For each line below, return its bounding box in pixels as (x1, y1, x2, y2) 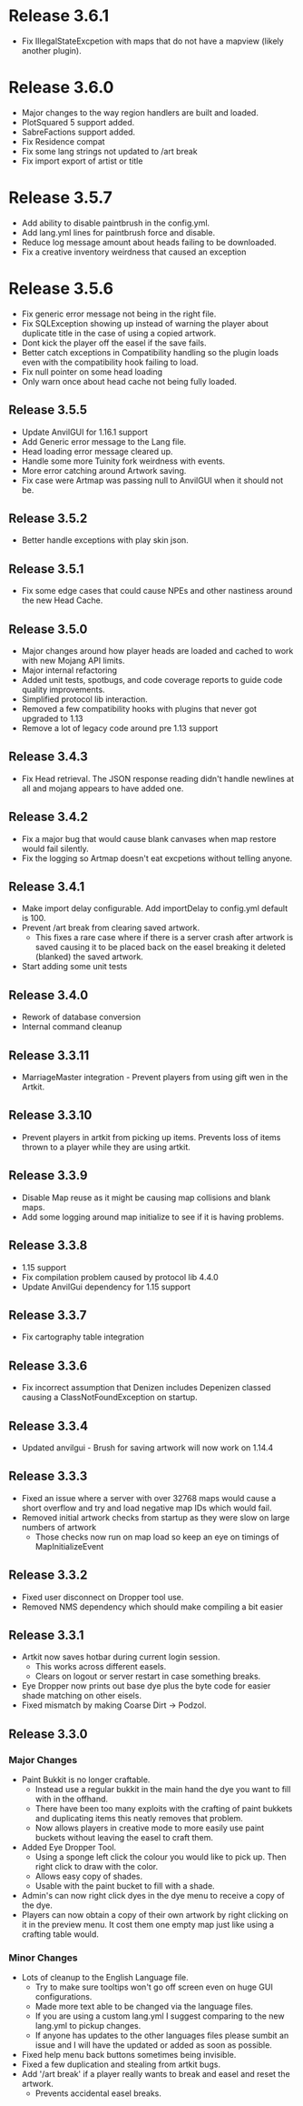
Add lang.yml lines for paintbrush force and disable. (21, 226, 215, 237)
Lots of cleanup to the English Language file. (21, 1972, 190, 1983)
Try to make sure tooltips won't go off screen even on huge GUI (34, 1981, 273, 1992)
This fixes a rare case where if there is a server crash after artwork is (34, 932, 294, 943)
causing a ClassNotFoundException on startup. (21, 1392, 198, 1403)
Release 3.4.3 (8, 749, 88, 765)
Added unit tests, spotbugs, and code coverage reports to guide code (21, 675, 283, 685)
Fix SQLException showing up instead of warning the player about (21, 317, 269, 328)
